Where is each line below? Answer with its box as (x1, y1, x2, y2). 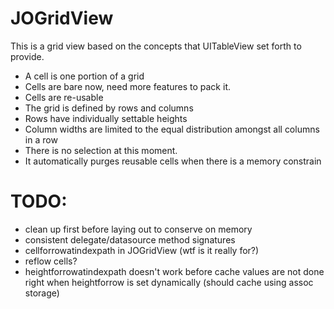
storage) (24, 287, 60, 299)
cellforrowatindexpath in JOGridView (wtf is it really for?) (24, 244, 260, 256)
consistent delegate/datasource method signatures (24, 233, 236, 246)
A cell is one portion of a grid (24, 70, 145, 82)
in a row (24, 133, 58, 146)
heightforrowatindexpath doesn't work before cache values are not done (24, 265, 325, 277)
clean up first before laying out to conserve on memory (24, 223, 253, 235)
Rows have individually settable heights (24, 112, 188, 124)
